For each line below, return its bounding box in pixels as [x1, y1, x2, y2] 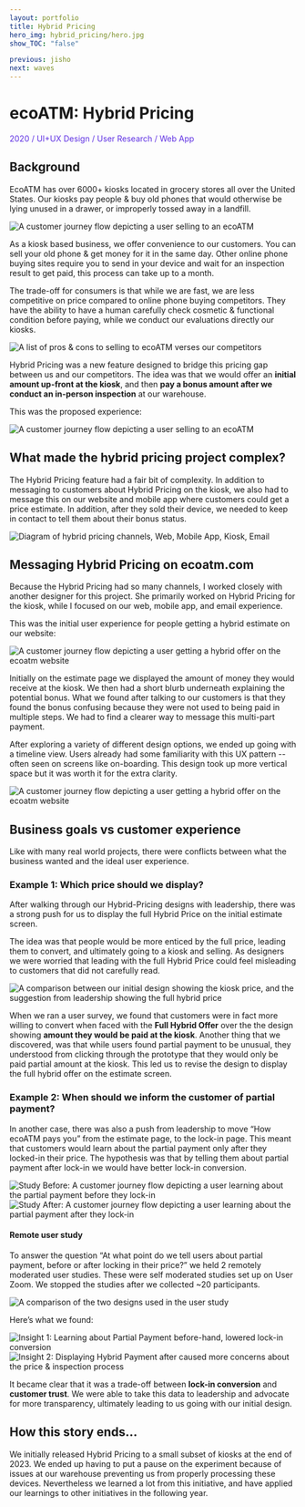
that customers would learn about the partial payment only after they [9, 1142, 267, 1153]
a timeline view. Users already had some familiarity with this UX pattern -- [9, 748, 287, 759]
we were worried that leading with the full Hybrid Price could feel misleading [9, 955, 297, 966]
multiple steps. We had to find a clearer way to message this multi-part [9, 712, 276, 723]
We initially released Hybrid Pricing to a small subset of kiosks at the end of [9, 1449, 293, 1460]
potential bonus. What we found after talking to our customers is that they [9, 692, 286, 703]
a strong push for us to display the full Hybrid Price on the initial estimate [9, 909, 283, 920]
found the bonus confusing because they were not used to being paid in [9, 702, 280, 713]
